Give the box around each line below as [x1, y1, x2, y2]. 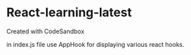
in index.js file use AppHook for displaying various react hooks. [6, 40, 185, 48]
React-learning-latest [6, 5, 132, 20]
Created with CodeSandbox [6, 27, 85, 35]
